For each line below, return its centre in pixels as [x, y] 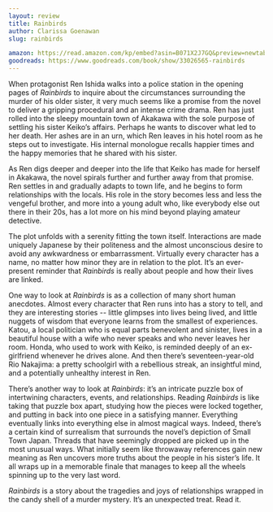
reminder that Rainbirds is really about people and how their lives [145, 271]
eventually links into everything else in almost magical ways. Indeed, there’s [135, 423]
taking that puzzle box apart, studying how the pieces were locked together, [136, 406]
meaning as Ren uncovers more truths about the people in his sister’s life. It [134, 458]
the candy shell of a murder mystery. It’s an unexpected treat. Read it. [125, 499]
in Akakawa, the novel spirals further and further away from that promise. [131, 177]
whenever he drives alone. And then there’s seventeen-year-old [147, 356]
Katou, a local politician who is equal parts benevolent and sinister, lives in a [135, 330]
